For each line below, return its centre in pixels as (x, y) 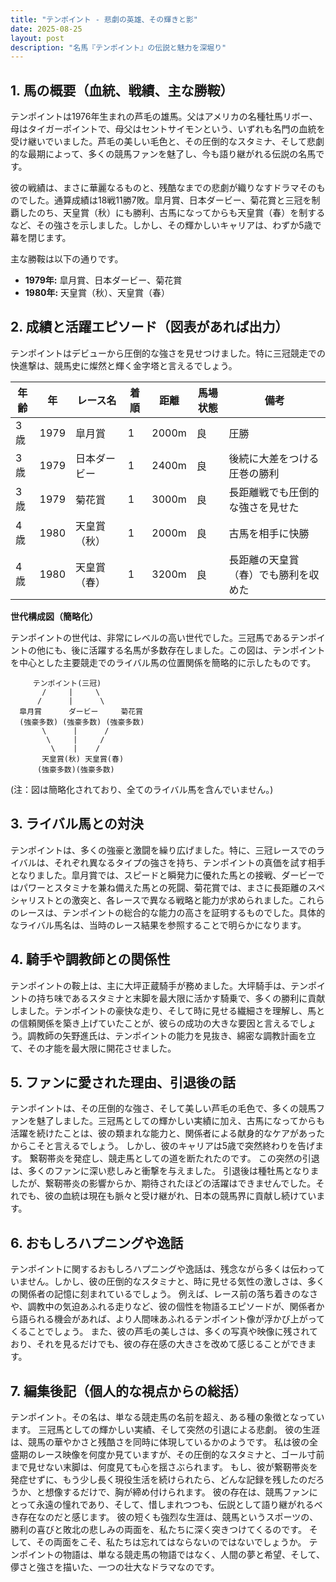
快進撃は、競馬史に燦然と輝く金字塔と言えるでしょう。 (124, 365)
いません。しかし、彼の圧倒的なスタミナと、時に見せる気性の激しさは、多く (168, 1282)
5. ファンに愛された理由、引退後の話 (123, 1082)
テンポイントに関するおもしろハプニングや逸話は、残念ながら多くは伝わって (168, 1269)
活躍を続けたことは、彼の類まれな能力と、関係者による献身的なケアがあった (168, 1133)
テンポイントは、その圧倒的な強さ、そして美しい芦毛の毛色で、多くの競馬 (163, 1108)
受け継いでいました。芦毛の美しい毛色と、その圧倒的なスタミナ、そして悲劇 (167, 142)
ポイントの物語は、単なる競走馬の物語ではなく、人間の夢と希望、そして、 (171, 1554)
